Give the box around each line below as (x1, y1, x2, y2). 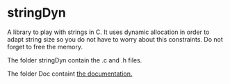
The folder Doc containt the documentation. (7, 69, 133, 78)
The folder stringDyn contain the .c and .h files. (7, 56, 142, 64)
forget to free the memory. (7, 42, 83, 51)
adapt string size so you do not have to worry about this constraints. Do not (7, 35, 224, 43)
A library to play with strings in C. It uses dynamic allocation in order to (7, 28, 210, 36)
